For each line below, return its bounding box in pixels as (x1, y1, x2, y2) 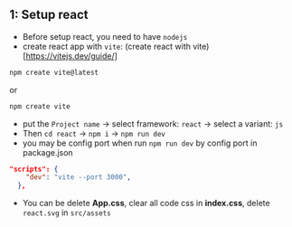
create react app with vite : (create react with (22, 41, 192, 52)
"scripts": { (9, 165, 59, 174)
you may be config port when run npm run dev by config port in (22, 137, 258, 148)
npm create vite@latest (9, 68, 99, 77)
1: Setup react (9, 7, 89, 23)
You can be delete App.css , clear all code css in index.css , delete (22, 198, 270, 209)
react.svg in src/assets (22, 207, 111, 218)
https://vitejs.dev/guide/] (25, 50, 118, 61)
